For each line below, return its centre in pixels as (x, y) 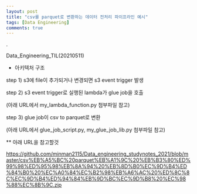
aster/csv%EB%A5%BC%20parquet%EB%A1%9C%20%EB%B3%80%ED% (98, 160)
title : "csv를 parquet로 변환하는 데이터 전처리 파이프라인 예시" (77, 17)
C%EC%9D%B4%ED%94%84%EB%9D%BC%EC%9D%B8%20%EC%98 (96, 179)
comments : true (25, 28)
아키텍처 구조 (30, 68)
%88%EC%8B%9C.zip (34, 185)
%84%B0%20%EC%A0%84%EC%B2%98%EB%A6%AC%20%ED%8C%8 (98, 172)
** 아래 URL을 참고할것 (33, 142)
